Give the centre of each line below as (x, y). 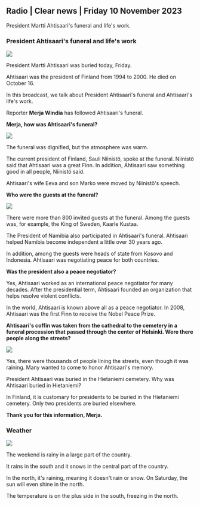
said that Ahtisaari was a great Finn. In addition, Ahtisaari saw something (96, 165)
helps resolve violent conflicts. (44, 296)
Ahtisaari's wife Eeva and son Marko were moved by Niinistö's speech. (93, 183)
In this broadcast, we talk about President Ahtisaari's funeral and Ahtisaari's (99, 95)
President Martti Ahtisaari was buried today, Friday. (69, 65)
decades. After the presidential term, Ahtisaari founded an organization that (99, 290)
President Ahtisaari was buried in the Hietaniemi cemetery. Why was (90, 379)
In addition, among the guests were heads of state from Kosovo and (90, 254)
